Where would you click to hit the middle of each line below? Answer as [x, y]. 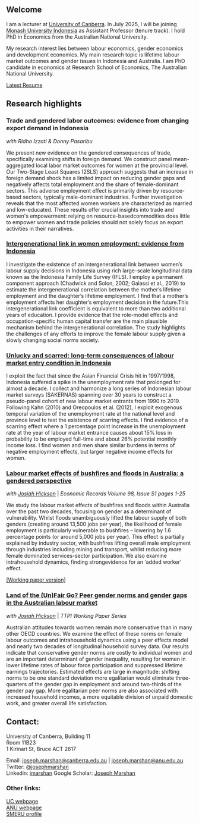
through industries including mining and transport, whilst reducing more [94, 549]
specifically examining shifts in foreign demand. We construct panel [89, 159]
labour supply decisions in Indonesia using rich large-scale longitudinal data [99, 271]
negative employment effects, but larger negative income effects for [90, 452]
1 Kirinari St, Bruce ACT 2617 [41, 749]
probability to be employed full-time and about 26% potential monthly [91, 439]
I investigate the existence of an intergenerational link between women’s [94, 264]
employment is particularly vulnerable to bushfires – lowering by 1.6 [89, 530]
